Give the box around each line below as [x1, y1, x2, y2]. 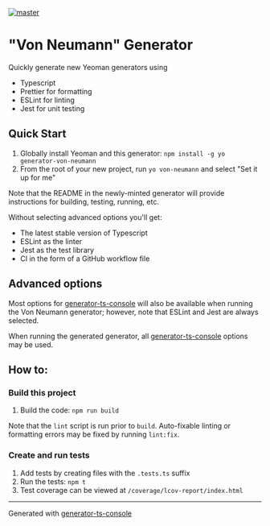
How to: [8, 362, 48, 376]
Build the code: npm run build [19, 405, 119, 415]
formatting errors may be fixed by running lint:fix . [8, 429, 180, 439]
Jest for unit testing [19, 103, 85, 113]
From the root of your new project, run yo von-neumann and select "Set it [19, 164, 258, 173]
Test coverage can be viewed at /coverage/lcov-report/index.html [19, 485, 243, 495]
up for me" [19, 172, 56, 182]
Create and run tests [8, 449, 90, 461]
